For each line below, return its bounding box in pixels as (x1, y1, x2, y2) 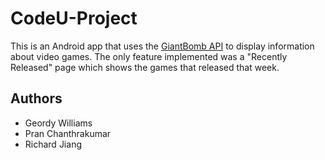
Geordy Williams (24, 117, 93, 129)
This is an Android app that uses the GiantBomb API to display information (10, 40, 315, 52)
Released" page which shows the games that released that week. (10, 61, 280, 73)
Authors (10, 90, 63, 107)
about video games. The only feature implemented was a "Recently (10, 50, 288, 62)
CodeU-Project (10, 7, 138, 30)
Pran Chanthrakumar (24, 127, 112, 139)
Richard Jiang (24, 138, 82, 150)
